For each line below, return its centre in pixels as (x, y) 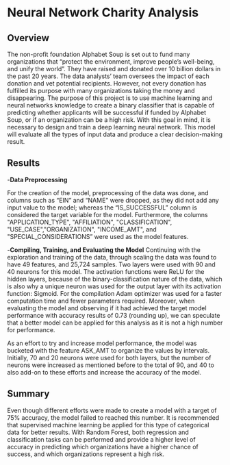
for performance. (31, 329)
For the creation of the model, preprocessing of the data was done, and (108, 192)
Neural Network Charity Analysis (103, 13)
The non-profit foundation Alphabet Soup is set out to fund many (99, 54)
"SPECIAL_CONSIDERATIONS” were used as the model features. (98, 236)
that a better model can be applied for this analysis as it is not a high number (115, 323)
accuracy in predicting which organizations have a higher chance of (103, 447)
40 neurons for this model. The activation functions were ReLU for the (106, 271)
